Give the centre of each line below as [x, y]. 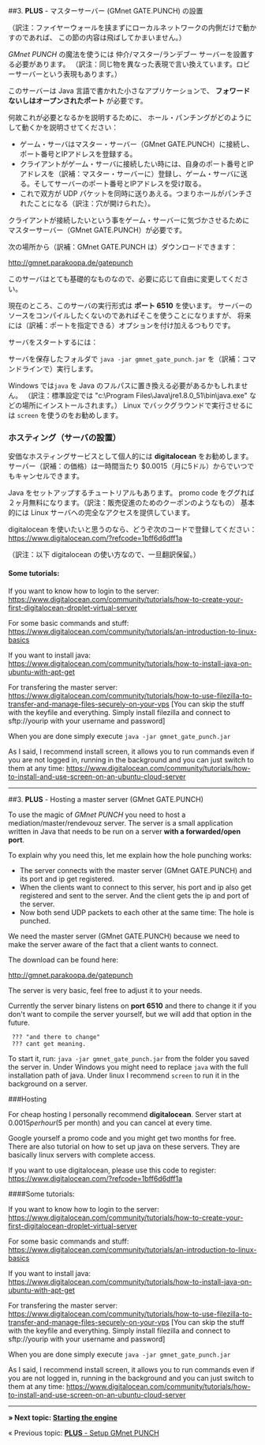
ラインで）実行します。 [60, 369]
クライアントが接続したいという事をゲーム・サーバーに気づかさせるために [129, 220]
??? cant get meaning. [49, 1044]
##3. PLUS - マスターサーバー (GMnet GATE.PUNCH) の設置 [106, 11]
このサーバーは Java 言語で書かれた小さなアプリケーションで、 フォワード [129, 91]
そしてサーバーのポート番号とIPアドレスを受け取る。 [119, 184]
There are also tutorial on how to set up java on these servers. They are [124, 1146]
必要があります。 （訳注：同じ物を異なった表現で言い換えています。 [125, 64]
